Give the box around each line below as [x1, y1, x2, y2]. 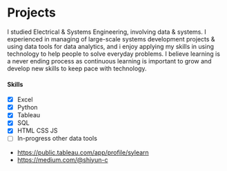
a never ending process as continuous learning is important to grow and [7, 57, 212, 65]
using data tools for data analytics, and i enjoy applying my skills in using [7, 42, 214, 50]
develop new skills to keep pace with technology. [7, 64, 147, 72]
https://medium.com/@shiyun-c [17, 155, 108, 163]
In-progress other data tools [17, 134, 98, 143]
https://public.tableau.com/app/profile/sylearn [17, 148, 150, 157]
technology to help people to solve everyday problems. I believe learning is [7, 50, 221, 58]
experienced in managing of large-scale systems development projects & [7, 34, 215, 43]
